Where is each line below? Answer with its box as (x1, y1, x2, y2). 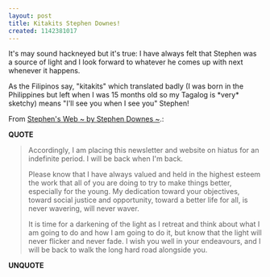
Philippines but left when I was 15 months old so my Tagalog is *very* (8, 90, 239, 100)
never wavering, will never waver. (27, 204, 139, 213)
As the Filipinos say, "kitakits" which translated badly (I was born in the (8, 81, 244, 91)
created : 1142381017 (8, 27, 78, 35)
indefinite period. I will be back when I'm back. (27, 154, 184, 163)
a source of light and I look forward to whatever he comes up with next (8, 57, 243, 67)
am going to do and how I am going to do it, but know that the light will (27, 228, 262, 238)
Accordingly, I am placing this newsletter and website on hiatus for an (27, 146, 260, 155)
